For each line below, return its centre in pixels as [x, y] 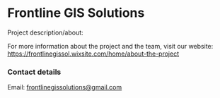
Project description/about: [45, 32]
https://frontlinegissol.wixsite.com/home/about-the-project [93, 54]
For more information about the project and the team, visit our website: [110, 46]
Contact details [34, 72]
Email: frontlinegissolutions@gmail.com [65, 87]
